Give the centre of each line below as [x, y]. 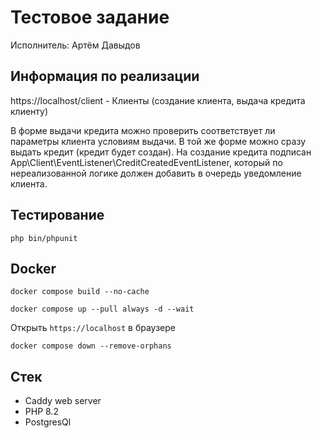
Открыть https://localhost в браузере [93, 328]
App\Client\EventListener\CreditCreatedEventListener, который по [146, 162]
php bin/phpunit [44, 238]
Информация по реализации [105, 76]
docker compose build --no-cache [80, 292]
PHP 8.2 [41, 412]
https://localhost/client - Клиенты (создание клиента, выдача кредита [158, 100]
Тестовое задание [90, 17]
